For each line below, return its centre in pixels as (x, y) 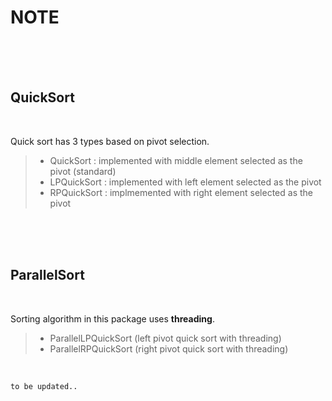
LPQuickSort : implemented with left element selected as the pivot (185, 182)
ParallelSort (47, 275)
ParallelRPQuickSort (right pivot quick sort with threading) (169, 348)
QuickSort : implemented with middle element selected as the (176, 160)
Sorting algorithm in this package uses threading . (112, 318)
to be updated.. (44, 386)
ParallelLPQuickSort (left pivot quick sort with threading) (165, 338)
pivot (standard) (83, 171)
